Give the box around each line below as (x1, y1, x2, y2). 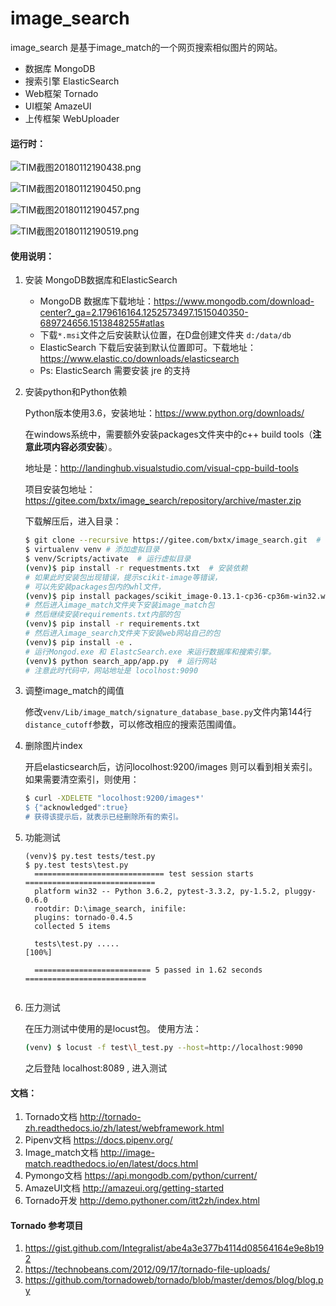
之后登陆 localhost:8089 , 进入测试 (24, 1062, 168, 1074)
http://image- (100, 1147, 155, 1159)
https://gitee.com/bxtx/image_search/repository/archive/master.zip (24, 495, 302, 507)
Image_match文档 (24, 1147, 99, 1159)
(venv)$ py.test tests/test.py (24, 852, 156, 862)
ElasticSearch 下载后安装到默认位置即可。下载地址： (39, 342, 257, 354)
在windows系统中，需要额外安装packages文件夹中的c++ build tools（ (24, 428, 313, 441)
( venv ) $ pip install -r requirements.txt (24, 619, 201, 629)
